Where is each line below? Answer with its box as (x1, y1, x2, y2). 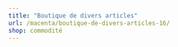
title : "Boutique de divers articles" (8, 11, 138, 20)
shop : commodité (8, 26, 63, 34)
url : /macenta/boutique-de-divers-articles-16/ (8, 19, 171, 27)
